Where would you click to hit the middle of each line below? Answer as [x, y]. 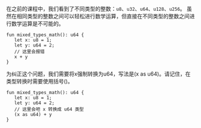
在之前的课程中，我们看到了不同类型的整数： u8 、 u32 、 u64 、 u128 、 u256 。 [96, 9]
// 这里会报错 [29, 52]
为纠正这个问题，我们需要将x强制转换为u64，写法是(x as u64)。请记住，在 [98, 74]
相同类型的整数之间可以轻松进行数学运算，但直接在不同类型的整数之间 [103, 16]
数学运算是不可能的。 [37, 24]
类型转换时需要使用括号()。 [40, 81]
